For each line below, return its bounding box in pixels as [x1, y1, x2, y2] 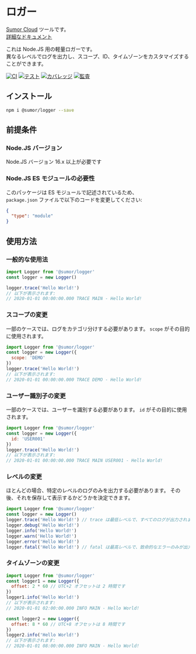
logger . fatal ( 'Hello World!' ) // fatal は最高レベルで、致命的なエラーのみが [6, 544, 184, 550]
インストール [6, 91, 52, 101]
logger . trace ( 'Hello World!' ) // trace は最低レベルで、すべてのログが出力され [6, 517, 188, 523]
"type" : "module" [11, 213, 54, 219]
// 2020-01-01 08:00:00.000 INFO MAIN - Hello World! [6, 643, 140, 649]
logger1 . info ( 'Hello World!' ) [6, 594, 80, 600]
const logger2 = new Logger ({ [6, 615, 80, 622]
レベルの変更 [6, 473, 43, 481]
